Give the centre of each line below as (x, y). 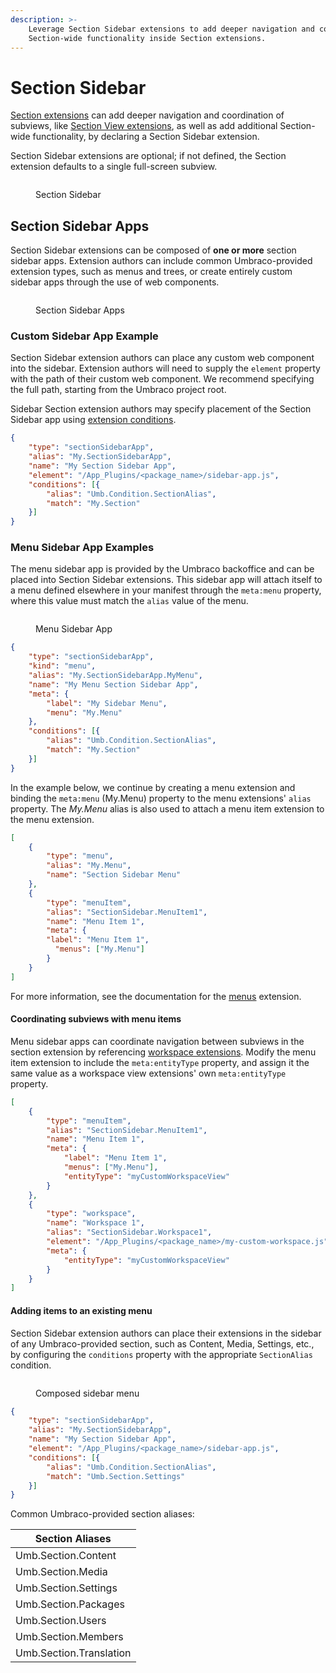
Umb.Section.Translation (73, 1653)
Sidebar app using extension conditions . (93, 420)
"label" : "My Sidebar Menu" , (107, 703)
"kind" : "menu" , (62, 666)
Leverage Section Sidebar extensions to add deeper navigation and (171, 29)
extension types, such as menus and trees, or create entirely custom (151, 272)
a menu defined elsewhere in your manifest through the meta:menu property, (166, 590)
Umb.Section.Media (61, 1572)
